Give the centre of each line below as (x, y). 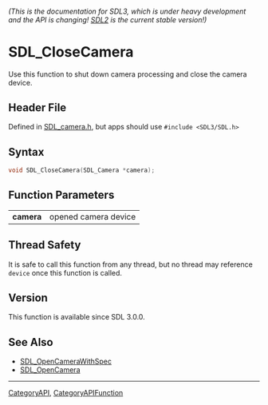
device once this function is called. (65, 272)
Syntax (26, 152)
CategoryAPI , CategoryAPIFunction (66, 393)
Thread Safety (45, 245)
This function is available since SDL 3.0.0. (77, 317)
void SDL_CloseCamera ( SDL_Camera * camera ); (82, 171)
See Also (31, 342)
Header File (37, 107)
